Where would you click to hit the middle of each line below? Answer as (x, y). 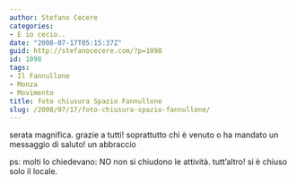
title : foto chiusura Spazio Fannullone (86, 101)
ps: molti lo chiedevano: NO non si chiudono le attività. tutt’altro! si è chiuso (148, 162)
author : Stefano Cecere (54, 18)
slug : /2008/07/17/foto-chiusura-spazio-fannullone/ (110, 110)
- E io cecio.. (38, 34)
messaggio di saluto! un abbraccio (73, 145)
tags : (19, 68)
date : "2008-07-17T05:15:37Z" (66, 43)
